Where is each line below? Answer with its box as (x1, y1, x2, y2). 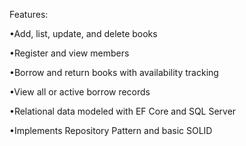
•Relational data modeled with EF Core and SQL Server (9, 105, 237, 117)
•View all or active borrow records (9, 86, 151, 98)
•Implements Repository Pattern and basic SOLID (9, 125, 213, 136)
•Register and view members (9, 47, 130, 59)
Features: (9, 9, 49, 20)
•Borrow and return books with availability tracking (9, 67, 219, 78)
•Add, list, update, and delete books (9, 28, 158, 39)
